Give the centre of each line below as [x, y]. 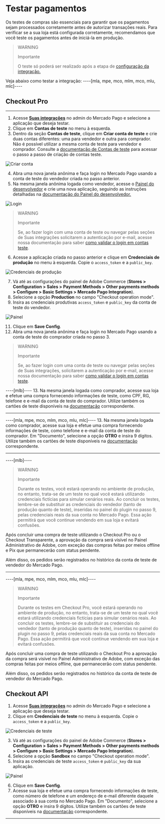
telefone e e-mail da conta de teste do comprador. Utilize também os [75, 401]
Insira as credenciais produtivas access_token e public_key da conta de [84, 302]
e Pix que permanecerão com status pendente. [53, 550]
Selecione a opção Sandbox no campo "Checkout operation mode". [81, 756]
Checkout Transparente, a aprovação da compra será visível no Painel [76, 540]
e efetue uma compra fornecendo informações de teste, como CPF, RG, [78, 395]
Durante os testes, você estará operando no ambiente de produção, [86, 488]
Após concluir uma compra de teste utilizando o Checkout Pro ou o [73, 534]
